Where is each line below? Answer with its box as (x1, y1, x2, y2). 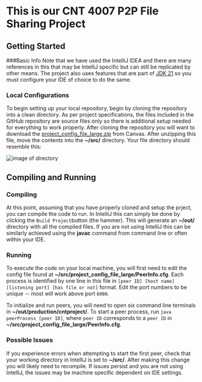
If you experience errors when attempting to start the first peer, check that (6, 350, 191, 357)
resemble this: (6, 143, 42, 150)
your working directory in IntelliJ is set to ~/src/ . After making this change (6, 356, 190, 363)
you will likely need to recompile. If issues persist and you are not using (6, 362, 184, 369)
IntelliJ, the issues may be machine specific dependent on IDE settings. (6, 369, 183, 376)
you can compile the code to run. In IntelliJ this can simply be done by (6, 210, 180, 217)
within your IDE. (6, 236, 46, 243)
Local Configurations (6, 91, 69, 99)
